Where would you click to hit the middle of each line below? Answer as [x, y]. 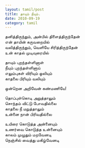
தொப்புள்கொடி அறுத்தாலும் [30, 98]
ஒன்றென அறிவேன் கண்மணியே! [36, 88]
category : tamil [21, 23]
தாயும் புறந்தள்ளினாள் [24, 63]
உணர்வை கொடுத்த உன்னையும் [34, 129]
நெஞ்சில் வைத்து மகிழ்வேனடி [32, 140]
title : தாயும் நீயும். [23, 14]
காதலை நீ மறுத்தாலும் [25, 109]
